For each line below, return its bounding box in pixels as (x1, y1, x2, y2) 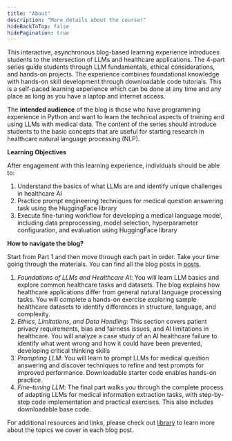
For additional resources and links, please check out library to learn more (7, 418, 215, 427)
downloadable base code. (17, 405, 91, 413)
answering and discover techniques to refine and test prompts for (17, 361, 204, 369)
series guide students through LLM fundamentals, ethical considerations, (7, 63, 215, 71)
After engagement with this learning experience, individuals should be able (7, 161, 220, 170)
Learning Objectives (7, 148, 67, 156)
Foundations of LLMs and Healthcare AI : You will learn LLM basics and (17, 274, 220, 282)
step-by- (199, 391, 224, 399)
